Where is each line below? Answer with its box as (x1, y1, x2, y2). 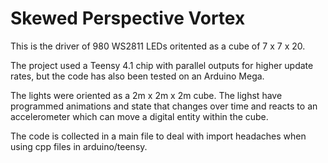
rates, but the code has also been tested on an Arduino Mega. (10, 70, 265, 82)
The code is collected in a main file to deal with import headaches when (10, 130, 307, 142)
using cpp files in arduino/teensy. (10, 140, 148, 152)
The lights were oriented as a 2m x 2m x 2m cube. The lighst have (10, 89, 283, 101)
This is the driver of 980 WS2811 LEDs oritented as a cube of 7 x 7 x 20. (10, 40, 306, 52)
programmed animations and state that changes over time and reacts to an (10, 100, 318, 112)
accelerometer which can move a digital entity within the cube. (10, 110, 269, 122)
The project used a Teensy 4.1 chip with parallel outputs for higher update (10, 59, 314, 71)
